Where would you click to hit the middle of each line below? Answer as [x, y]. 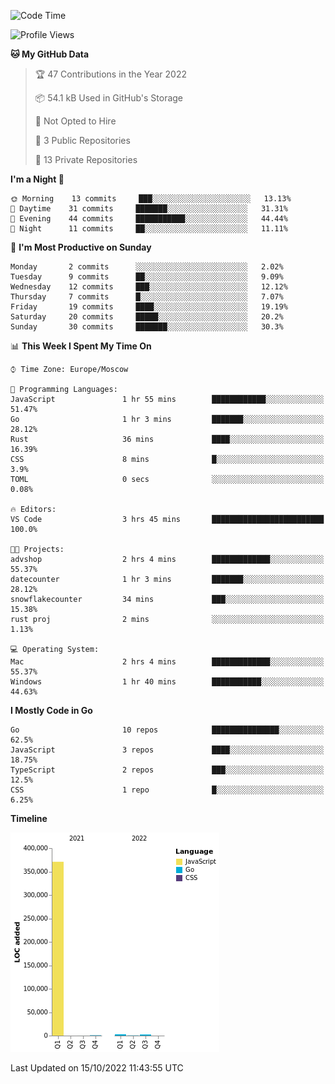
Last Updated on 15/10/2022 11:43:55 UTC [97, 1068]
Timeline [29, 818]
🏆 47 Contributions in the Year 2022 [110, 74]
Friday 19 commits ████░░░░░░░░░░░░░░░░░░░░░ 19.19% [149, 307]
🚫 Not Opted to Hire [75, 121]
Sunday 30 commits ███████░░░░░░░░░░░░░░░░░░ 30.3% [147, 327]
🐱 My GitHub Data [50, 54]
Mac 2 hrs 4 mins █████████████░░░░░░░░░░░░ [167, 662]
